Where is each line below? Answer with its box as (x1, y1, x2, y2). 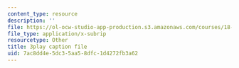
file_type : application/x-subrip (7, 30, 107, 38)
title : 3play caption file (7, 43, 87, 50)
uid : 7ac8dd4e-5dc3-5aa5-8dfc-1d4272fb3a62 (7, 50, 139, 57)
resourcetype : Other (7, 37, 69, 44)
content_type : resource (7, 10, 78, 18)
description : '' (7, 17, 55, 24)
